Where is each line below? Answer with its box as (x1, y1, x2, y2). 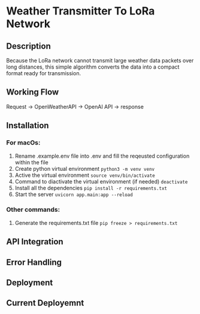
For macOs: (6, 138, 41, 147)
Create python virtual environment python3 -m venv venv (14, 165, 154, 172)
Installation (6, 120, 49, 131)
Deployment (6, 277, 53, 288)
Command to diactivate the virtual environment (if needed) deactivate (14, 177, 188, 185)
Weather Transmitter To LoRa (6, 4, 155, 18)
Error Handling (6, 257, 62, 267)
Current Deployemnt (6, 298, 84, 308)
